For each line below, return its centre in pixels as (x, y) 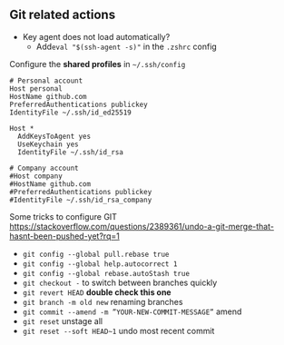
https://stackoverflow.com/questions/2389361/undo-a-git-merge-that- (142, 226)
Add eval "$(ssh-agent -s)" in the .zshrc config (127, 46)
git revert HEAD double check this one (97, 292)
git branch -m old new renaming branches (103, 301)
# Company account (44, 168)
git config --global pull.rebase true (96, 254)
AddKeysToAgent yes (54, 136)
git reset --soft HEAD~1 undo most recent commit (118, 330)
